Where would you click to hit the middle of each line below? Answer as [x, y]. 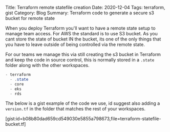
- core [17, 84]
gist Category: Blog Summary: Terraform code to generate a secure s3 [80, 13]
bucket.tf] [16, 124]
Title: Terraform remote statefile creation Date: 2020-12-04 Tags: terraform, [85, 7]
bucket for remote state [30, 18]
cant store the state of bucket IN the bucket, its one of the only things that [83, 39]
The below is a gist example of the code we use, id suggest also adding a [83, 103]
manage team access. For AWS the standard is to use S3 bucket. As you [81, 34]
